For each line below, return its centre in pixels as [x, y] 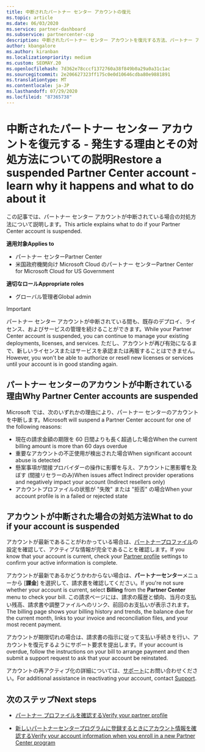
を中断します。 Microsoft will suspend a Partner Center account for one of [99, 420]
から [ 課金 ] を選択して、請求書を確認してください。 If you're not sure [98, 583]
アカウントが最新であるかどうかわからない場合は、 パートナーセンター [95, 575]
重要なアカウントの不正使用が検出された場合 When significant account [103, 453]
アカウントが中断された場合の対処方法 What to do [100, 516]
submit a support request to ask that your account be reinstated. [87, 658]
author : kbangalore [31, 46]
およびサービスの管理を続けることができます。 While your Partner [110, 329]
